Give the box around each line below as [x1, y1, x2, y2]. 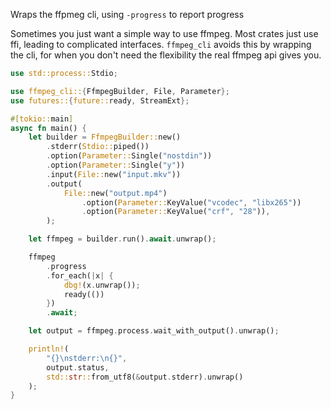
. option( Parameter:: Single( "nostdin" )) [46, 151, 213, 161]
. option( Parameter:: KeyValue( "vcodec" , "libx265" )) [81, 197, 302, 208]
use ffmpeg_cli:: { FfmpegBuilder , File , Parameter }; [10, 86, 230, 96]
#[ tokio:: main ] [10, 114, 74, 124]
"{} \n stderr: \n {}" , [46, 353, 128, 363]
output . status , [46, 362, 110, 373]
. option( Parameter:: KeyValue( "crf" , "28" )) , [81, 207, 271, 217]
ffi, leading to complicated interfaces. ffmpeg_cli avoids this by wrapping [10, 39, 312, 50]
